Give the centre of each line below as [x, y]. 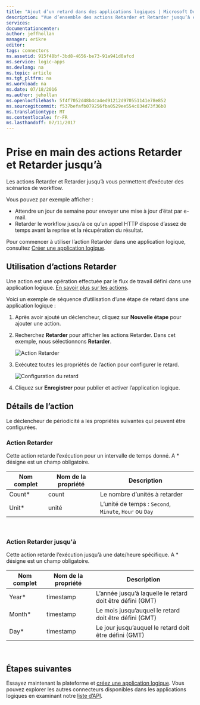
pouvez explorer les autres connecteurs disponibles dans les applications [96, 689]
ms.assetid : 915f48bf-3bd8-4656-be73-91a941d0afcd [70, 56]
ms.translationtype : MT [36, 112]
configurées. [22, 427]
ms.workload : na [26, 84]
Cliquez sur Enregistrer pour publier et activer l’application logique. [97, 387]
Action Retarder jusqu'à [41, 541]
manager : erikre [26, 39]
